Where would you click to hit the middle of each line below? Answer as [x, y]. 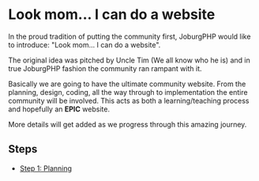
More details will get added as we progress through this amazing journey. [128, 124]
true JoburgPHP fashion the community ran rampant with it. [105, 68]
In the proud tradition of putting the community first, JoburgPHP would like [129, 36]
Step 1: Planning [46, 168]
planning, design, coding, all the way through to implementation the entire [128, 92]
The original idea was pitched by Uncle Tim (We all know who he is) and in [129, 60]
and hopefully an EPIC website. [59, 109]
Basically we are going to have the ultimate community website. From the [127, 84]
